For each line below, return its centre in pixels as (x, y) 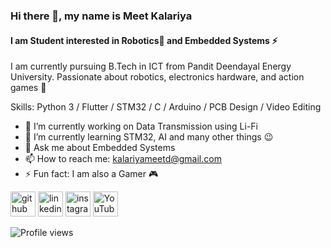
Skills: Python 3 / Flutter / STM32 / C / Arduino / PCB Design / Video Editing (166, 107)
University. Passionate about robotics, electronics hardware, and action (157, 77)
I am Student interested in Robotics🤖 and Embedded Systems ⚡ (144, 40)
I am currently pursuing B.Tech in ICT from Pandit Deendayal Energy (151, 66)
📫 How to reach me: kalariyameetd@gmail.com (123, 159)
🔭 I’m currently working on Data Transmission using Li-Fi (141, 126)
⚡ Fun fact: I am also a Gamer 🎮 (91, 174)
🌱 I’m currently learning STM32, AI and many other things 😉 (149, 137)
